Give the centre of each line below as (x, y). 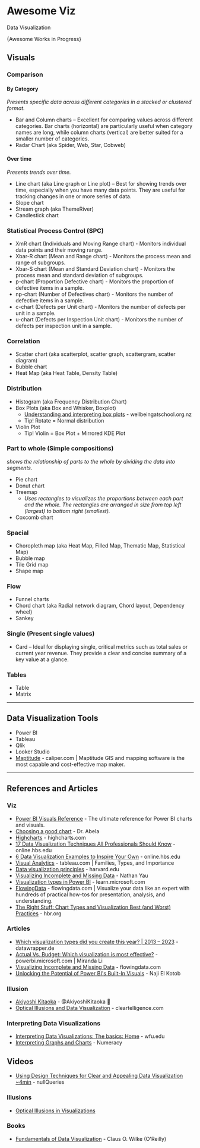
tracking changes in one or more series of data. (73, 196)
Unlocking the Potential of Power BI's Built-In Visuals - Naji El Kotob (98, 973)
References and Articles (53, 789)
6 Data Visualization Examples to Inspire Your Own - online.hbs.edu (98, 856)
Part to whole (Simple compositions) (60, 449)
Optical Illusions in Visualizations (55, 1111)
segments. (20, 468)
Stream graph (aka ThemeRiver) (55, 209)
